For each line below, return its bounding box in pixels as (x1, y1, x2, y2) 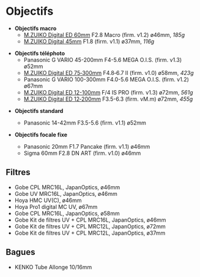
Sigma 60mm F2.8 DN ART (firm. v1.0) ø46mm (23, 149, 141, 157)
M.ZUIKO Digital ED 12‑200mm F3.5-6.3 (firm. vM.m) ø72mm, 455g (23, 95, 193, 103)
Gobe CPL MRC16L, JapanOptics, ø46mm (14, 183, 120, 191)
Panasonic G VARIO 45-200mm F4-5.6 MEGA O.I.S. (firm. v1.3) (23, 56, 182, 63)
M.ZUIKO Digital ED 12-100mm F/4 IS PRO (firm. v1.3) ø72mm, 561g (23, 88, 193, 96)
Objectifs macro (14, 25, 57, 32)
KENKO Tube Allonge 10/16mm (14, 263, 92, 271)
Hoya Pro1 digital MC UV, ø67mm (14, 203, 98, 210)
